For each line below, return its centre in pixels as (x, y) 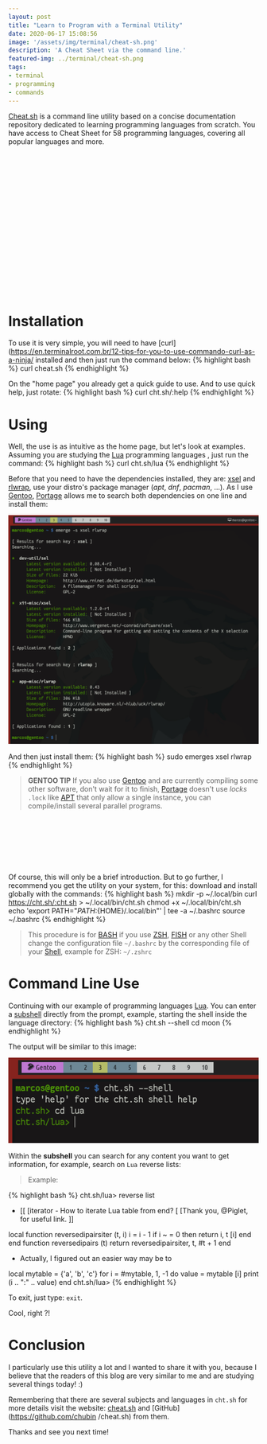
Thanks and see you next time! (58, 1431)
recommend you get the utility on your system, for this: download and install (133, 885)
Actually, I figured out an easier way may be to (96, 1258)
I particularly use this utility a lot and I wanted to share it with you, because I (132, 1367)
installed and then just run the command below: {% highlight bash (143, 360)
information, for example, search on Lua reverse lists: (95, 1164)
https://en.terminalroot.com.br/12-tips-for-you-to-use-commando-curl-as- (133, 352)
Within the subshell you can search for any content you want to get (119, 1156)
